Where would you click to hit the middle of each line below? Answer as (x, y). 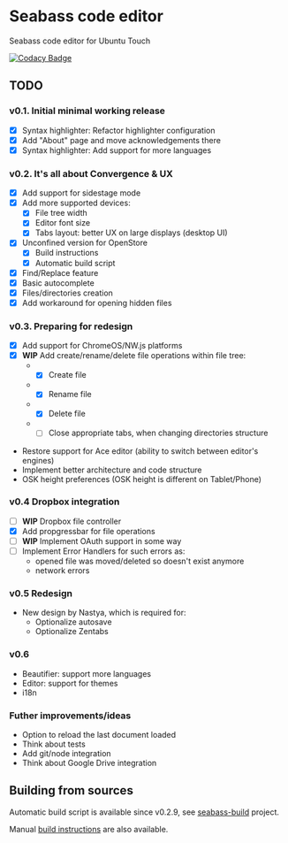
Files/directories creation (67, 293)
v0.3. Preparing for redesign (71, 326)
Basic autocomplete (58, 283)
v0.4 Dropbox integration (64, 502)
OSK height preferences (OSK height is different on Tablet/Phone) (142, 479)
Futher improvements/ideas (70, 716)
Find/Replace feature (60, 272)
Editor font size (63, 223)
